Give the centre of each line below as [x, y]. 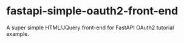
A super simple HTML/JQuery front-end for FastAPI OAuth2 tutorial [90, 27]
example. [18, 33]
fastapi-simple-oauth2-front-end [92, 11]
